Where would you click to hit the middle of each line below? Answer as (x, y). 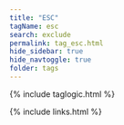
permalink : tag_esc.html (57, 43)
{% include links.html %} (56, 111)
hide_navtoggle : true (51, 60)
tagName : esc (34, 26)
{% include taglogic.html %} (62, 94)
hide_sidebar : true (46, 52)
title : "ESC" (34, 18)
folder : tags (34, 69)
